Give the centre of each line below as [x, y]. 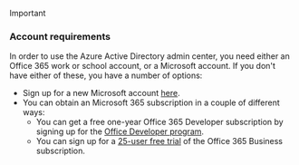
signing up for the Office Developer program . [120, 131]
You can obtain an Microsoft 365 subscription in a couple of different [151, 102]
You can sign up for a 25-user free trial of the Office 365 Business [159, 141]
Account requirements [60, 36]
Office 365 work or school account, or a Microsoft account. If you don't [143, 66]
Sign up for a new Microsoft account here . [101, 93]
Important [28, 13]
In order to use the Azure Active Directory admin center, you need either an [149, 56]
